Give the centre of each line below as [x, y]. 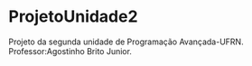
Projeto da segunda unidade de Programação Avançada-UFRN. [126, 42]
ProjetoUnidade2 [73, 17]
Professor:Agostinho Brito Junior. [70, 51]
